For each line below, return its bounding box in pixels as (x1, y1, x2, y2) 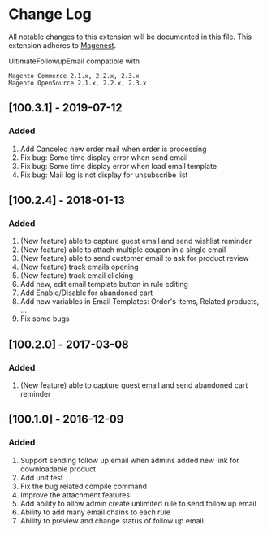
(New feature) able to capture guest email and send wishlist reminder (19, 237, 252, 246)
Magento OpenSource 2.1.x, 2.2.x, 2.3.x (8, 79, 148, 87)
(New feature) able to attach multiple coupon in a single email (19, 245, 226, 254)
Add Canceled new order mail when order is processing (19, 144, 207, 154)
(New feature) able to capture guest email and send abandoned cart (19, 380, 248, 390)
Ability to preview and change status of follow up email (19, 515, 205, 525)
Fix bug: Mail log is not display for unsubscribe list (19, 170, 188, 180)
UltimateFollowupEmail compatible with (8, 56, 140, 66)
